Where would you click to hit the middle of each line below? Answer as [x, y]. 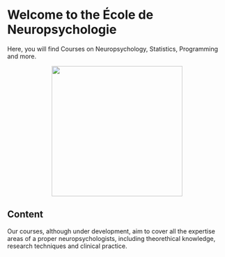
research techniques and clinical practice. [67, 246]
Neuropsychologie [62, 30]
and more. [22, 56]
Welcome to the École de [80, 15]
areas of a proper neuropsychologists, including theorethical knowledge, [111, 238]
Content [25, 214]
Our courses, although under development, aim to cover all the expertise [111, 231]
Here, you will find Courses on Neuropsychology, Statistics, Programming [113, 49]
